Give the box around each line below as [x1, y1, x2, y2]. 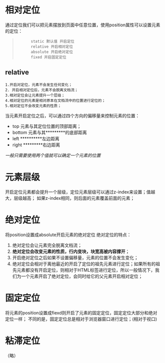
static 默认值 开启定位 [30, 39, 75, 44]
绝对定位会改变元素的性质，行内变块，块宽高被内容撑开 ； [12, 248, 130, 254]
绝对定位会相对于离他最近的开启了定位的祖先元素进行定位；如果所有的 [12, 261, 156, 267]
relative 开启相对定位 [30, 44, 73, 49]
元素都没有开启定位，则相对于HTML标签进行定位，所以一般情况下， [16, 267, 155, 273]
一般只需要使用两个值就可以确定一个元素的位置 [5, 152, 101, 158]
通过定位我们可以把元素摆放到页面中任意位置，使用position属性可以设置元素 [5, 22, 161, 28]
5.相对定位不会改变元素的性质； [5, 103, 61, 108]
